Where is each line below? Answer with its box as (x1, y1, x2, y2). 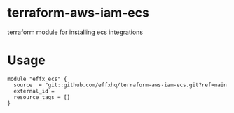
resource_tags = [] (13, 93, 71, 100)
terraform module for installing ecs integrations (7, 28, 144, 36)
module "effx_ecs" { (7, 75, 68, 82)
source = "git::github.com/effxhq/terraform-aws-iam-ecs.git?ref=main (13, 82, 228, 89)
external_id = (13, 87, 55, 95)
